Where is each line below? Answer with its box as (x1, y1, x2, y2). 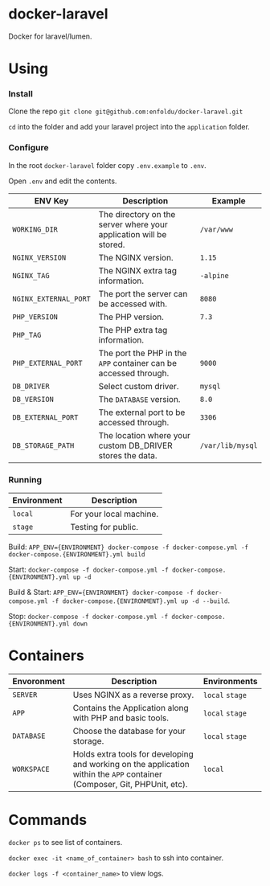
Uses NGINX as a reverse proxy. (72, 689, 194, 700)
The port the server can (98, 288, 188, 299)
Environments (202, 675, 258, 687)
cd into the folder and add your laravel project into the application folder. (8, 122, 251, 132)
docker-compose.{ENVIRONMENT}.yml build (8, 551, 146, 559)
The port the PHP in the (98, 347, 187, 359)
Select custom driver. (98, 380, 179, 392)
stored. (98, 239, 125, 250)
